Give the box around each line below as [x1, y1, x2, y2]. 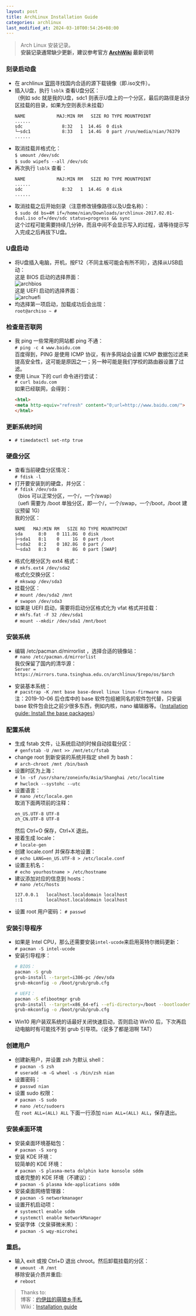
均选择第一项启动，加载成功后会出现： [14, 300, 107, 307]
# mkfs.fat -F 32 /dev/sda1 [14, 612, 83, 618]
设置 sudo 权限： [14, 1089, 56, 1096]
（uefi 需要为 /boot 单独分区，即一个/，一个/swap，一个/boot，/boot [14, 500, 181, 507]
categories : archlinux [6, 19, 61, 25]
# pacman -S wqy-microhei [14, 1228, 78, 1234]
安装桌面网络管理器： [14, 1187, 66, 1194]
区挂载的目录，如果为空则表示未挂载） [14, 101, 107, 108]
